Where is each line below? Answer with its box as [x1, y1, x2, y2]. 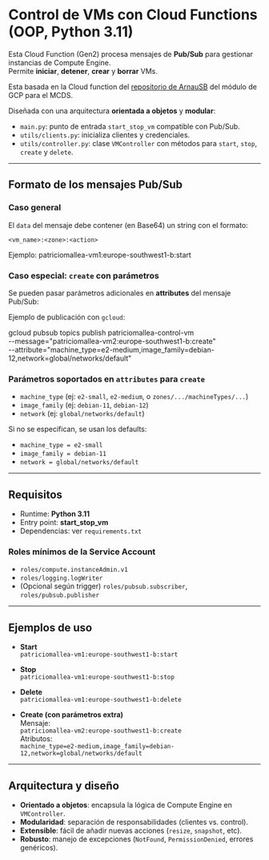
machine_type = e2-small [19, 442, 103, 450]
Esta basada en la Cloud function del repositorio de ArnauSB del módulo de [8, 82, 258, 92]
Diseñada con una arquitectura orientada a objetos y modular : [8, 106, 216, 116]
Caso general [8, 202, 62, 214]
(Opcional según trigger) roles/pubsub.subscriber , [19, 581, 188, 591]
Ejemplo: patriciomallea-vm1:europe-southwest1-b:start [8, 250, 192, 259]
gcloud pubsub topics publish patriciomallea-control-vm [8, 328, 195, 337]
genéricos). [19, 842, 58, 852]
